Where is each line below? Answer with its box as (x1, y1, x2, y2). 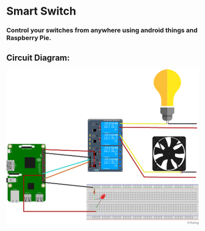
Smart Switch (6, 4, 76, 18)
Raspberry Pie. (6, 34, 52, 42)
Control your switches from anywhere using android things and (6, 26, 198, 35)
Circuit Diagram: (6, 52, 70, 63)
